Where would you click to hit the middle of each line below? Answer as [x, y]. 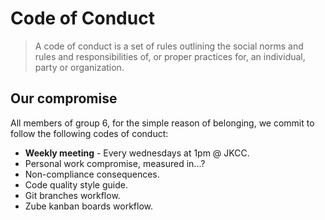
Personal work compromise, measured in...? [115, 163]
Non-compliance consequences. [92, 174]
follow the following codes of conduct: [89, 133]
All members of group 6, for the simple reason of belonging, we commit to [162, 123]
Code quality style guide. [76, 184]
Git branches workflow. [72, 195]
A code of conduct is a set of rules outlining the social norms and [169, 46]
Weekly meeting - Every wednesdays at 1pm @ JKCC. [137, 153]
